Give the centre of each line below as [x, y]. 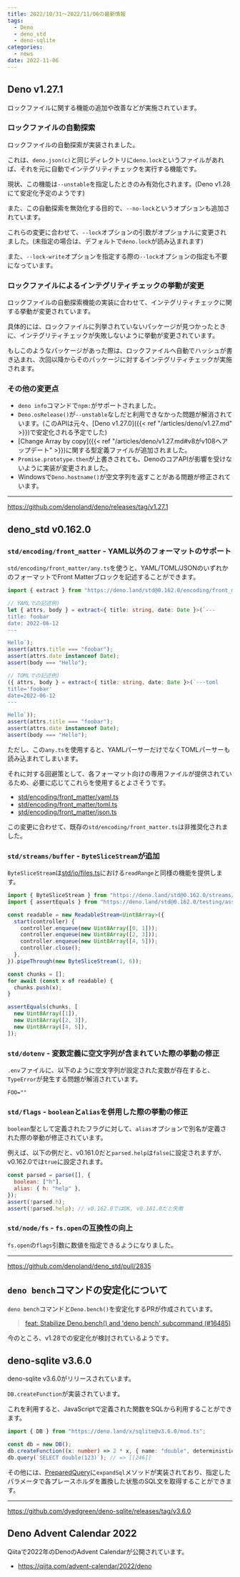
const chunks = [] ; [36, 974]
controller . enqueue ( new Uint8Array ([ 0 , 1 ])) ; [89, 928]
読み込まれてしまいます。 [45, 759]
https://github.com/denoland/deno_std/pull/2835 [79, 1266]
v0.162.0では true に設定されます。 [57, 1162]
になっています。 [32, 265]
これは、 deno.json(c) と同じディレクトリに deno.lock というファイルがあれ [116, 160]
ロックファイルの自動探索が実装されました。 [73, 144]
